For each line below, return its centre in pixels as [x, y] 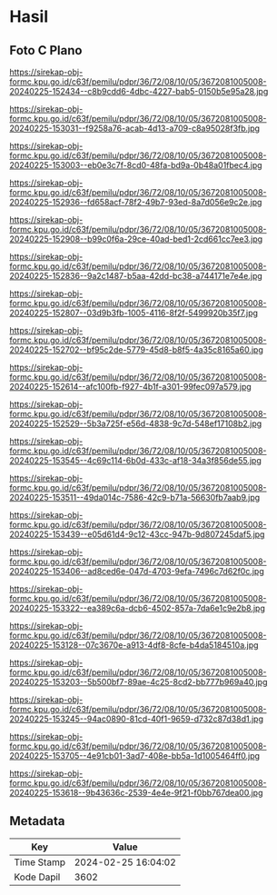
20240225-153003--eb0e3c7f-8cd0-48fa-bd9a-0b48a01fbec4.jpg [136, 165]
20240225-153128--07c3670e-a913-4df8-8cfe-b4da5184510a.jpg [134, 645]
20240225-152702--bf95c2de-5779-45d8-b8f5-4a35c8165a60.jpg [136, 350]
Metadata [37, 821]
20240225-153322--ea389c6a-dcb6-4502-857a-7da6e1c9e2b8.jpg [138, 608]
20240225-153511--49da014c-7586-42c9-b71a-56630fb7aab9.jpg [135, 497]
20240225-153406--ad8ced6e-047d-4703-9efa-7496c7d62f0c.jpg [137, 571]
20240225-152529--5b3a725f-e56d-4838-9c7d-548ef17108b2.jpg [136, 423]
